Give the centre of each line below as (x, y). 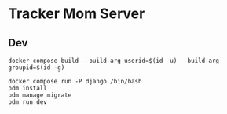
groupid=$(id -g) (37, 68)
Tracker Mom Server (77, 14)
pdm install (27, 88)
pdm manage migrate (40, 95)
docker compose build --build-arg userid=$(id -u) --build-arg (114, 61)
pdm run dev (27, 102)
